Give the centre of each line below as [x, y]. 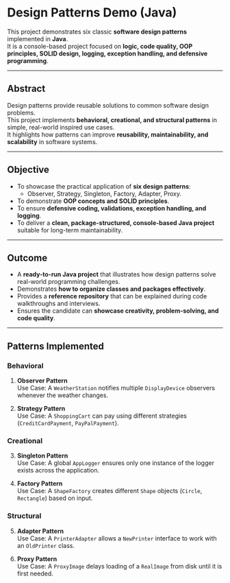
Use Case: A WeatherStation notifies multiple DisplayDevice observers [116, 388]
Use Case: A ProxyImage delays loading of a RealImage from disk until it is [119, 566]
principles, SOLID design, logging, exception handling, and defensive [107, 53]
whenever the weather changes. [62, 395]
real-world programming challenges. [68, 282]
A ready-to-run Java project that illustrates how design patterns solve [117, 274]
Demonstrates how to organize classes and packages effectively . [111, 289]
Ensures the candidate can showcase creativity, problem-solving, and [118, 311]
